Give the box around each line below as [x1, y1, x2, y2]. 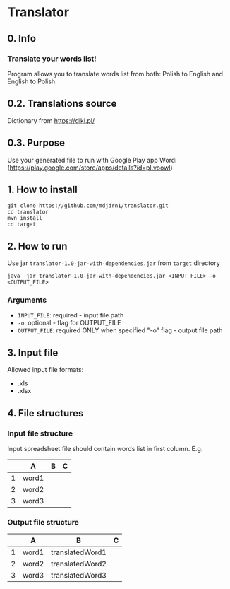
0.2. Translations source [7, 98, 117, 110]
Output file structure [7, 517, 80, 527]
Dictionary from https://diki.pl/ [7, 116, 95, 124]
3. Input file [7, 346, 59, 358]
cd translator [7, 209, 49, 216]
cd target [7, 221, 37, 228]
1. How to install [7, 183, 78, 195]
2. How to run [7, 240, 68, 252]
